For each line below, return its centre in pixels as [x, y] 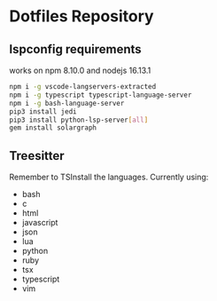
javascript [40, 223]
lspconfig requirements [75, 49]
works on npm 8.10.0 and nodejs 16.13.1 [80, 70]
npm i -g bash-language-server [67, 103]
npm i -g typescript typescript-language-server [101, 95]
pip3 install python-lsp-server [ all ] [79, 120]
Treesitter [37, 156]
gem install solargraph [53, 128]
